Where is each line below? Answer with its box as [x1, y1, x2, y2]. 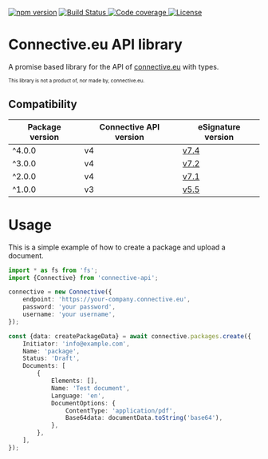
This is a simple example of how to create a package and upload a [8, 242, 226, 252]
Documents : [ [22, 362, 66, 370]
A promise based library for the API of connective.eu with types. [8, 62, 219, 71]
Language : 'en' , [50, 392, 105, 400]
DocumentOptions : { [50, 399, 116, 407]
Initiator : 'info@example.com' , [22, 340, 130, 348]
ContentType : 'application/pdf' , [65, 406, 177, 415]
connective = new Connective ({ [8, 288, 112, 296]
